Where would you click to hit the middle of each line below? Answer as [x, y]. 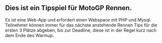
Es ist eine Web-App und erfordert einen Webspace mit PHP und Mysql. [78, 20]
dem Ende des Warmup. [30, 35]
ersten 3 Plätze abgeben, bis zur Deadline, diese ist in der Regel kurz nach [81, 30]
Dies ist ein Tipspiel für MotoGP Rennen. [69, 8]
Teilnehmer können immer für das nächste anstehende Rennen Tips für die [81, 25]
